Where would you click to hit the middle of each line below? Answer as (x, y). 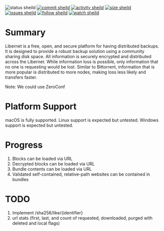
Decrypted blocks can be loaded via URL (53, 163)
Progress (24, 145)
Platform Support (41, 106)
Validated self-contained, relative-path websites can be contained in (81, 174)
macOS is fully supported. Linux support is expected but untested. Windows (82, 120)
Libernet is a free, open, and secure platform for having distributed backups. (82, 46)
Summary (25, 33)
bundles (20, 179)
